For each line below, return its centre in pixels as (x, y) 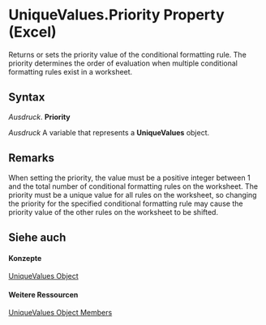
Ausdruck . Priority (39, 117)
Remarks (32, 158)
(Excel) (32, 32)
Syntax (27, 98)
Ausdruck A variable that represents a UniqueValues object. (109, 132)
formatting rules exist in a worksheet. (71, 71)
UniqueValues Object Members (60, 313)
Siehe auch (37, 237)
